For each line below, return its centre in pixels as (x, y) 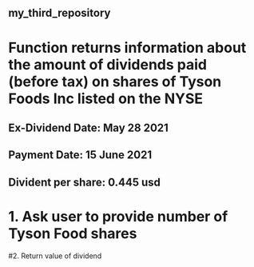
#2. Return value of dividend (55, 256)
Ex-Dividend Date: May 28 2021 (89, 128)
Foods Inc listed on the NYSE (106, 98)
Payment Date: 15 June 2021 (80, 155)
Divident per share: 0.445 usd (85, 182)
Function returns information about (127, 48)
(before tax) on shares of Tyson (115, 81)
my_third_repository (60, 13)
